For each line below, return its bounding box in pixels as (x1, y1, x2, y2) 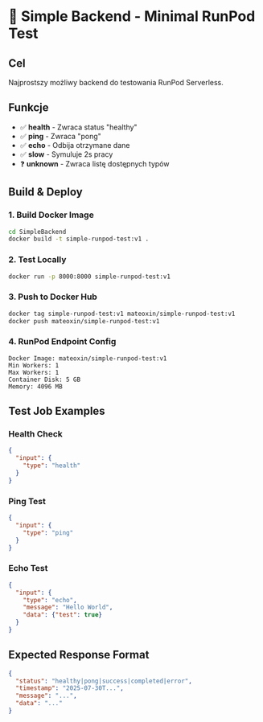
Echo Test (8, 563, 48, 574)
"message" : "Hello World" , (23, 603, 113, 612)
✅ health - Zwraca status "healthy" (19, 122, 138, 132)
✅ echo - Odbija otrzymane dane (19, 140, 130, 150)
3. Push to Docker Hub (8, 291, 98, 302)
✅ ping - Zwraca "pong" (19, 131, 102, 141)
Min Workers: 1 (8, 361, 60, 369)
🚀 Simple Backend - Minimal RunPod (8, 7, 256, 26)
